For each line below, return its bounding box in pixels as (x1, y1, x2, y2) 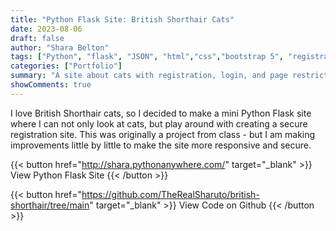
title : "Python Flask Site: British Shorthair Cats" (10, 14, 235, 25)
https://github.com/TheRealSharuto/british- (81, 188, 260, 200)
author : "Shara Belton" (10, 42, 110, 53)
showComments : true (10, 80, 92, 90)
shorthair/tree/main (10, 199, 90, 211)
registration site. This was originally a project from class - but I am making (10, 128, 316, 140)
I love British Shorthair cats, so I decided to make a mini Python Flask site (10, 107, 312, 119)
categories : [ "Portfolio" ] (10, 61, 123, 71)
